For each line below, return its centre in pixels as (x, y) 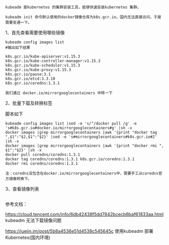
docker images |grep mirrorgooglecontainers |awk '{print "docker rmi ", (85, 146)
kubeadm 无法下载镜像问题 (33, 220)
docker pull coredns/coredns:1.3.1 (43, 155)
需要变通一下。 (18, 22)
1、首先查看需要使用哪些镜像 (35, 33)
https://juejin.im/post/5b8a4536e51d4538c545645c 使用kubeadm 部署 (79, 231)
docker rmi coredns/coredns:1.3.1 (42, 164)
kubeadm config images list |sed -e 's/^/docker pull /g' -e (71, 124)
